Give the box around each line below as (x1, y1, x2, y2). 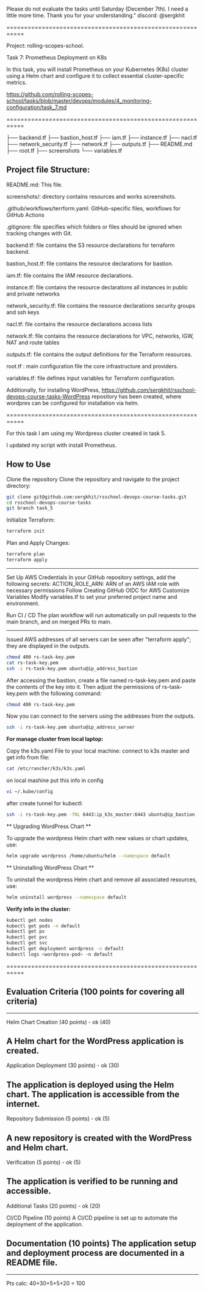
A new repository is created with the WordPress (6, 1133, 192, 1143)
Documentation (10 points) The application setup (6, 1238, 196, 1249)
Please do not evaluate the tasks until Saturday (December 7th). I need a (6, 6, 189, 12)
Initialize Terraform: (6, 516, 56, 523)
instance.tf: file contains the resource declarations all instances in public (6, 283, 188, 291)
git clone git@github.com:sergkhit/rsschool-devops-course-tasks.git (6, 493, 187, 500)
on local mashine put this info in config (6, 777, 104, 784)
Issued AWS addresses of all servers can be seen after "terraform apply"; (6, 636, 191, 643)
